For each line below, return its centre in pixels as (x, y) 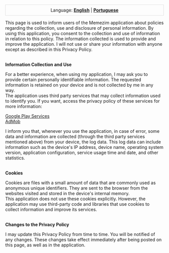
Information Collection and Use (38, 65)
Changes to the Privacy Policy (37, 225)
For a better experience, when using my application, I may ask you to (77, 74)
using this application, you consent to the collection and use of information (82, 34)
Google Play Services (27, 116)
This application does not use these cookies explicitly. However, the (75, 199)
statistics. (15, 158)
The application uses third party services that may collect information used (83, 96)
